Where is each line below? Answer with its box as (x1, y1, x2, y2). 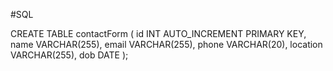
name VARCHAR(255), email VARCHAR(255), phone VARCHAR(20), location (10, 39, 323, 50)
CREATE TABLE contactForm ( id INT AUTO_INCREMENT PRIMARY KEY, (10, 28, 307, 39)
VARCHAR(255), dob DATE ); (10, 49, 129, 61)
